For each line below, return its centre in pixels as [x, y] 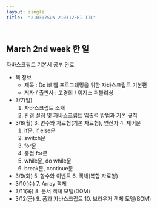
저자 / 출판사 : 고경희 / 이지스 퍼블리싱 [69, 93]
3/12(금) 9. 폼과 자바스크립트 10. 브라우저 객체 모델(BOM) [83, 199]
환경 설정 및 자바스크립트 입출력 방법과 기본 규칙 [81, 115]
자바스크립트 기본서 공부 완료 [40, 65]
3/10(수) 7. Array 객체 [41, 184]
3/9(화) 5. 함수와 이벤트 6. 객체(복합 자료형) [66, 176]
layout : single [25, 12]
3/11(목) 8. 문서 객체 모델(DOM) [53, 191]
